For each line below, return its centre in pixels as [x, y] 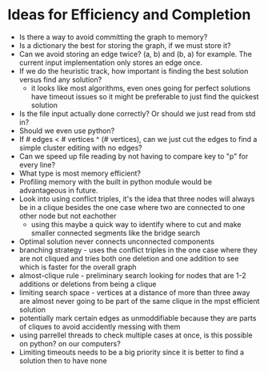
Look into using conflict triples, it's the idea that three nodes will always [137, 199]
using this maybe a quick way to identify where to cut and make [136, 224]
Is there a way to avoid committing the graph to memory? [113, 37]
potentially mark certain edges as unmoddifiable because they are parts [138, 317]
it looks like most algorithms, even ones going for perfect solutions [141, 88]
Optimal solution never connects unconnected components [117, 241]
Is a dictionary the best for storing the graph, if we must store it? [125, 45]
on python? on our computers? [70, 343]
